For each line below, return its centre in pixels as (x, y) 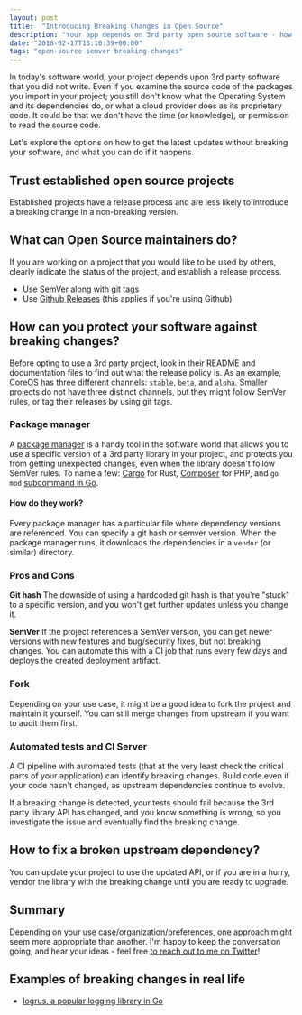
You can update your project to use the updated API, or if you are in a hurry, (150, 871)
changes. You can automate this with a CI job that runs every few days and (148, 651)
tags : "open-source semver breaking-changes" (96, 51)
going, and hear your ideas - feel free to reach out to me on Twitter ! (135, 951)
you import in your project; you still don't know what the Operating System (147, 97)
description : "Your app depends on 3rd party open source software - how (151, 34)
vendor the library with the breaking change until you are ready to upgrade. (149, 881)
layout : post (34, 18)
